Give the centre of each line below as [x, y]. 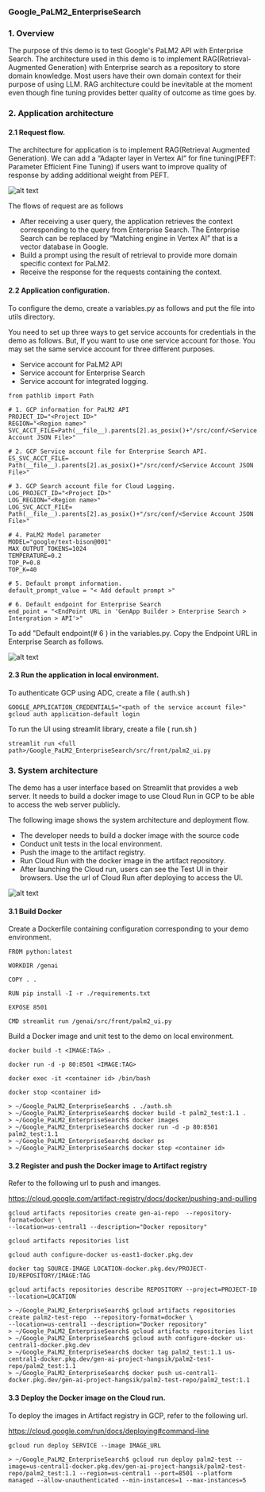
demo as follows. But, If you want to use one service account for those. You [132, 340]
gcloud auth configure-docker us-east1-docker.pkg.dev [101, 1255]
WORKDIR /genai [33, 966]
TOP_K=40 [23, 570]
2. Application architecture [61, 114]
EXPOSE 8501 [28, 1008]
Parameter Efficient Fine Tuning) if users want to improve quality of [118, 167]
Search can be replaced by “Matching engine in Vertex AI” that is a [129, 238]
